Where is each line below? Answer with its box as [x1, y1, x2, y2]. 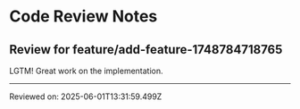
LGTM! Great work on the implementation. [9, 65, 163, 76]
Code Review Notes [9, 6, 158, 27]
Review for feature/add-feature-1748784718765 [9, 42, 283, 57]
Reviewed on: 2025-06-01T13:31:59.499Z [9, 91, 162, 102]
